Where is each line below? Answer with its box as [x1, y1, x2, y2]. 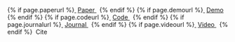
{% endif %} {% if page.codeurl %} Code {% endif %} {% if [7, 13, 184, 21]
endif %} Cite [7, 28, 48, 36]
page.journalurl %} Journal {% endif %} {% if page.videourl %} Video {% [7, 21, 229, 28]
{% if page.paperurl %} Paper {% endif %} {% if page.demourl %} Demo [7, 6, 224, 14]
